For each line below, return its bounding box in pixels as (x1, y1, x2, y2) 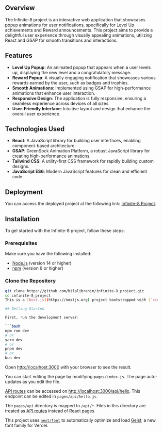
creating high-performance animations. (12, 153, 91, 159)
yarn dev (5, 337, 23, 342)
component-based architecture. (12, 143, 76, 149)
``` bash (5, 324, 21, 329)
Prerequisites (5, 240, 37, 247)
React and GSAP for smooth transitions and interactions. (5, 37, 118, 43)
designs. (12, 164, 30, 169)
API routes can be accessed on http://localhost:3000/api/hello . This (5, 388, 141, 394)
